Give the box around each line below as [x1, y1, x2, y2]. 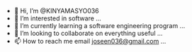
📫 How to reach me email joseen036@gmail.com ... [13, 37, 166, 45]
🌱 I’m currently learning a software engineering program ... [13, 22, 186, 30]
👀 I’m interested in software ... [13, 14, 101, 22]
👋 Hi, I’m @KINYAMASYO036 [13, 7, 99, 15]
